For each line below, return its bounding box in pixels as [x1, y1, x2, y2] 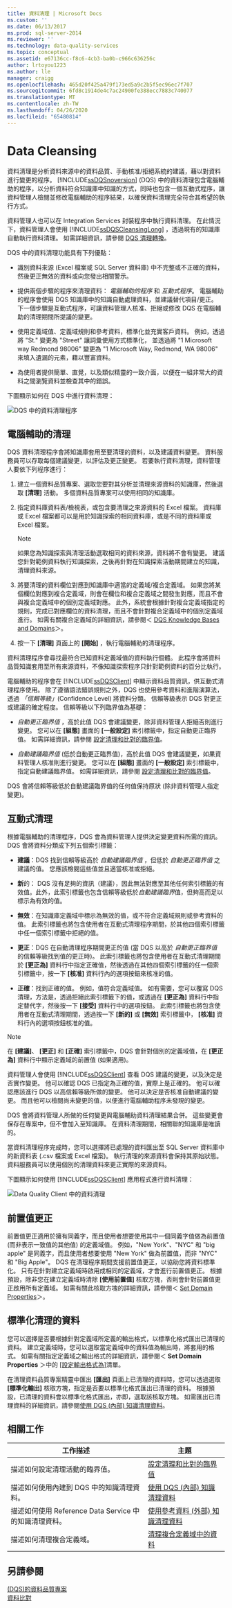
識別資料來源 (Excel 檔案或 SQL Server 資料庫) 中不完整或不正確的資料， [17, 263, 224, 271]
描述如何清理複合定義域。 [10, 1535, 95, 1544]
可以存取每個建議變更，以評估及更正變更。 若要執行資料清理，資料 [19, 457, 209, 465]
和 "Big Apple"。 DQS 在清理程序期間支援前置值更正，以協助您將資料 [7, 1258, 204, 1266]
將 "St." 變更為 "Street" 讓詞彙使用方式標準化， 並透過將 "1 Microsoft [17, 335, 213, 344]
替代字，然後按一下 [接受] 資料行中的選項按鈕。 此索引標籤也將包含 [23, 1002, 215, 1010]
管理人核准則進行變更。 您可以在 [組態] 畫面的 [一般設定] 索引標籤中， [23, 758, 223, 767]
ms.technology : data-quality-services [7, 42, 119, 49]
